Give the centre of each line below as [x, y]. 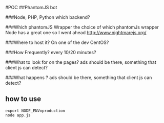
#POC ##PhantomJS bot [31, 7]
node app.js [18, 115]
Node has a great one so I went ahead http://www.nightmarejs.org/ [76, 32]
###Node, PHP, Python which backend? [48, 17]
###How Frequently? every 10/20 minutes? [51, 52]
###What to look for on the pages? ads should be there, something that [81, 62]
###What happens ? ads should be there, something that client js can [79, 78]
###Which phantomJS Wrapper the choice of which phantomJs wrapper [82, 27]
